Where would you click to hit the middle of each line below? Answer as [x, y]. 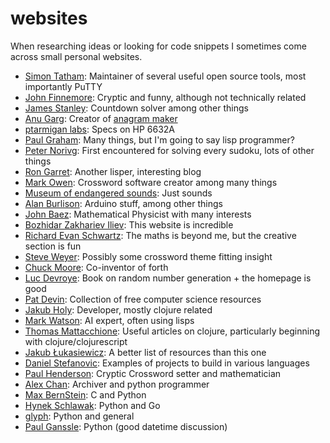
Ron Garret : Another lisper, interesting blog [113, 171]
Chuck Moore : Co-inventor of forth [96, 267]
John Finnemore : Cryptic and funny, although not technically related [165, 97]
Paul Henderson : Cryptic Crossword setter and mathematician [153, 373]
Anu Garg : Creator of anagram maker [101, 118]
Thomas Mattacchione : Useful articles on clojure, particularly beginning [172, 331]
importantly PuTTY [63, 86]
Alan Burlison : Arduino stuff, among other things [123, 203]
